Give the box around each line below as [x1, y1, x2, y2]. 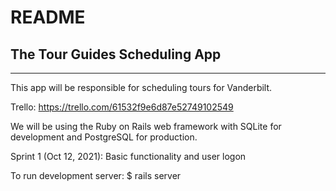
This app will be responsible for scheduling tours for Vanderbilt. [10, 82, 273, 93]
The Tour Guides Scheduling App [10, 46, 222, 63]
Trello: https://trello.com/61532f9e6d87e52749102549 [10, 101, 234, 113]
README [10, 6, 86, 29]
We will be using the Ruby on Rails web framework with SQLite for [10, 121, 282, 132]
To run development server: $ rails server [10, 170, 182, 181]
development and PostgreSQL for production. [10, 131, 198, 143]
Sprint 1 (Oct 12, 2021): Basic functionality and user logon [10, 151, 247, 162]
